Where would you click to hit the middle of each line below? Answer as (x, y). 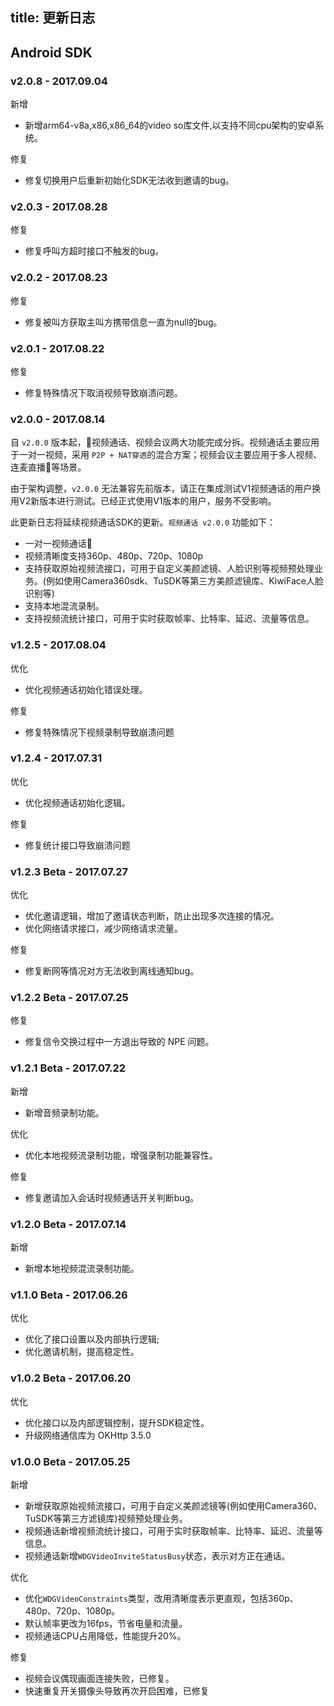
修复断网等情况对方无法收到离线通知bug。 (112, 971)
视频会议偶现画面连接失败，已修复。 (99, 1678)
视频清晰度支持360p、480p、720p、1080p (114, 556)
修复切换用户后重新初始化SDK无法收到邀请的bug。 (129, 180)
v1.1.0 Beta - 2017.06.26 (69, 1295)
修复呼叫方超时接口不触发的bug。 (94, 251)
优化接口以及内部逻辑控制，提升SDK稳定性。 (117, 1422)
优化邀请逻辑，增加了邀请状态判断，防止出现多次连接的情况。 (152, 916)
